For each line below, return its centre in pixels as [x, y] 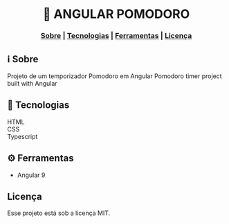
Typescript [22, 136]
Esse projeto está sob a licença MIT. [59, 213]
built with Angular [32, 83]
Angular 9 [31, 175]
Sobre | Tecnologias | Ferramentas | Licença [116, 36]
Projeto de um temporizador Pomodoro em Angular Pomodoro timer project [115, 76]
